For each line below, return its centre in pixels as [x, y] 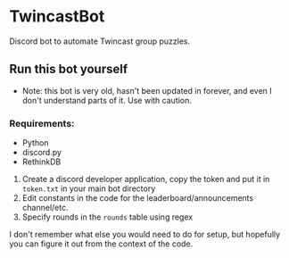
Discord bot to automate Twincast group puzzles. [100, 41]
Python [35, 143]
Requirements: [42, 123]
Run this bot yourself [69, 69]
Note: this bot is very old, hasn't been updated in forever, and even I [147, 90]
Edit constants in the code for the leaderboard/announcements [138, 198]
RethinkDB [41, 162]
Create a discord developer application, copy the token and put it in [146, 179]
